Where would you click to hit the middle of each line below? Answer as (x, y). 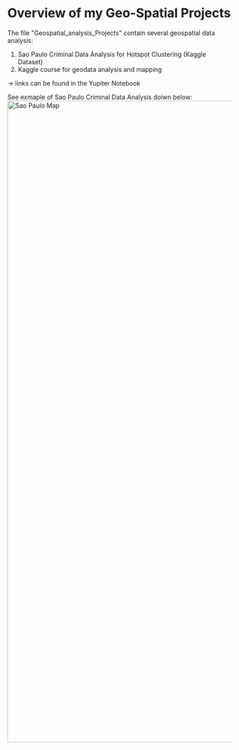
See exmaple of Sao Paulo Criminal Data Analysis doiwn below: (100, 97)
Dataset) (30, 61)
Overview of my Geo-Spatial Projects (119, 13)
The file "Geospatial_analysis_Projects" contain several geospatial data (111, 33)
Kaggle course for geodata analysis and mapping (90, 69)
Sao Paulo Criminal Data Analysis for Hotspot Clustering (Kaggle (112, 54)
